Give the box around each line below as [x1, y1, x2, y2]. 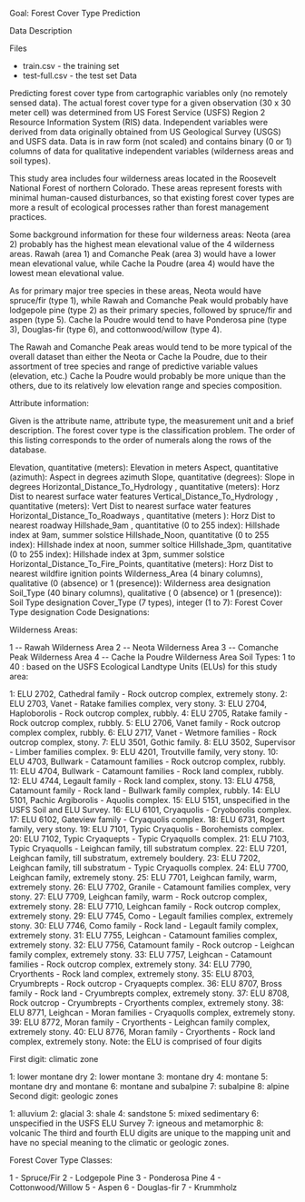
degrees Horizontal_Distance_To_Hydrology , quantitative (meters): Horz [9, 482, 280, 492]
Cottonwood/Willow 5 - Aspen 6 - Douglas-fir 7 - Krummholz [9, 1182, 238, 1193]
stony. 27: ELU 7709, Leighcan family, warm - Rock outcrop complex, [9, 891, 268, 902]
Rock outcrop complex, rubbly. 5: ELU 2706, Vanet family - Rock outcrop [9, 718, 281, 728]
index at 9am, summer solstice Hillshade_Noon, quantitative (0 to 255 [9, 530, 270, 540]
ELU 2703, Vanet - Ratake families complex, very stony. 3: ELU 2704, [9, 699, 268, 709]
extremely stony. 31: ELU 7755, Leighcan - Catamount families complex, [9, 930, 279, 940]
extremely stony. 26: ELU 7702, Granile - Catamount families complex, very [9, 881, 291, 892]
